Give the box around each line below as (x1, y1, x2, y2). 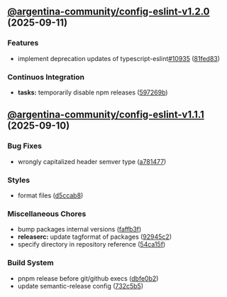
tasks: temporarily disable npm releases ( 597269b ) (17, 88, 168, 97)
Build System (7, 258, 55, 268)
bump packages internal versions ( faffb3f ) (17, 225, 142, 234)
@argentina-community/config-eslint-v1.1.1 (7, 109, 204, 121)
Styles (7, 175, 31, 185)
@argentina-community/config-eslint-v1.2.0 (7, 6, 211, 18)
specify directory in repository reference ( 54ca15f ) (17, 240, 166, 249)
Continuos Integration (7, 72, 85, 82)
